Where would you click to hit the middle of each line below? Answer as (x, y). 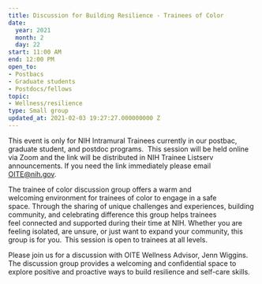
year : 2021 (33, 30)
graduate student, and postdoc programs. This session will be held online (129, 149)
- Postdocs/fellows (40, 89)
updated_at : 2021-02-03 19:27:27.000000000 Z (84, 118)
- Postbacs (26, 74)
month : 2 (30, 37)
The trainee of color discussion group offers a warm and (100, 189)
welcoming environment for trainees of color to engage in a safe (112, 197)
